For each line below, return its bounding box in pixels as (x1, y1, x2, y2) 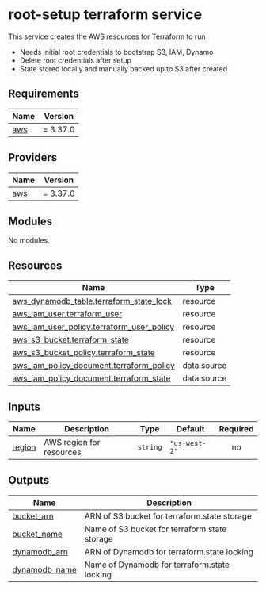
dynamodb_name (12, 564, 78, 575)
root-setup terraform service (8, 6, 203, 24)
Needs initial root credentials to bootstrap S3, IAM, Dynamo (19, 47, 214, 56)
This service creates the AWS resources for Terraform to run (8, 32, 206, 41)
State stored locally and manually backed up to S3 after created (19, 63, 228, 73)
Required (218, 423, 254, 434)
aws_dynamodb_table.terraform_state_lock (12, 296, 172, 307)
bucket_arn (12, 510, 54, 521)
